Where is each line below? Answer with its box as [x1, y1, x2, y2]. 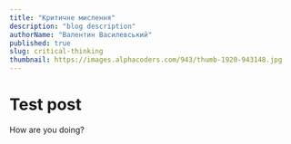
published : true [9, 38, 71, 48]
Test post [9, 94, 82, 115]
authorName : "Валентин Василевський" [9, 30, 153, 39]
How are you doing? [9, 124, 85, 135]
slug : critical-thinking [9, 47, 104, 56]
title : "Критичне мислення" [9, 13, 116, 23]
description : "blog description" [9, 22, 136, 31]
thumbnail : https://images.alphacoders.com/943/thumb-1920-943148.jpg [9, 55, 283, 64]
